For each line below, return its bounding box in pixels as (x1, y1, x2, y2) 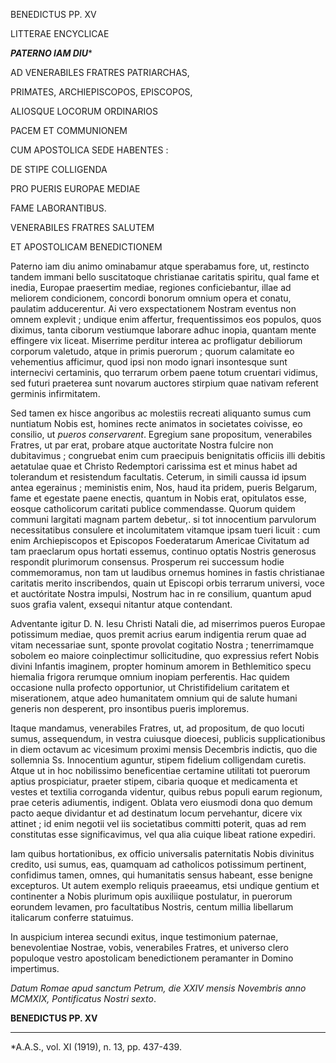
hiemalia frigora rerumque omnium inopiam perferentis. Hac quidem (10, 671, 290, 683)
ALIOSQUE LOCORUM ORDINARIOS (10, 105, 158, 117)
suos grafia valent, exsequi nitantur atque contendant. (10, 599, 233, 610)
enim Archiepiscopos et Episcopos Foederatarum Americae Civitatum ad (10, 535, 310, 546)
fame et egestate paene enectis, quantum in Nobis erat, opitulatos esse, (10, 492, 307, 504)
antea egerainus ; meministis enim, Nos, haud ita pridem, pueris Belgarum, (10, 482, 318, 493)
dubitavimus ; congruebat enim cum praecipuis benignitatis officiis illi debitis (10, 450, 326, 461)
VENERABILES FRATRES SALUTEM (10, 222, 155, 233)
